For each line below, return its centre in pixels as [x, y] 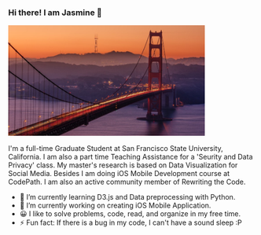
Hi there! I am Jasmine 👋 [55, 13]
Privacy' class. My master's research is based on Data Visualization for [123, 165]
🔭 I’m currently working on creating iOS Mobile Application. [115, 206]
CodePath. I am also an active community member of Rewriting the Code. [127, 182]
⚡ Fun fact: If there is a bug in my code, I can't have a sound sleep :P [130, 222]
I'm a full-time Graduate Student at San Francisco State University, [116, 149]
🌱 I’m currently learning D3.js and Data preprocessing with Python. [127, 197]
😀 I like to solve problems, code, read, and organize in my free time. [130, 214]
